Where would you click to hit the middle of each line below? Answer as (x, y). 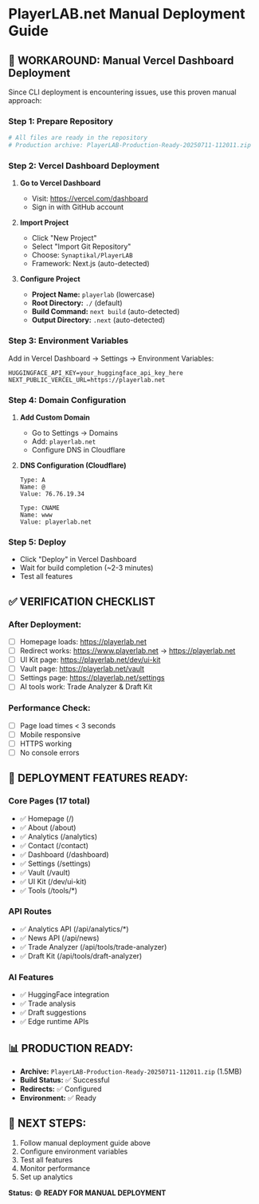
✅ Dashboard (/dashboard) (64, 854)
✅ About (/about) (48, 827)
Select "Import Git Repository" (81, 247)
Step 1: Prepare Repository (61, 121)
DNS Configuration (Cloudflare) (73, 465)
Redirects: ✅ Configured (61, 1089)
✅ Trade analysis (48, 1003)
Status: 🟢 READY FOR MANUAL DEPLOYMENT (87, 1193)
